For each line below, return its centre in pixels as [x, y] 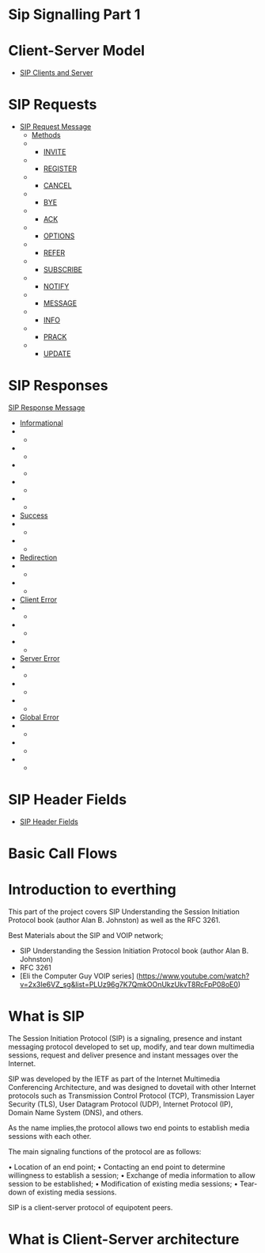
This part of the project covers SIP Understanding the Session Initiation [124, 912]
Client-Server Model [76, 51]
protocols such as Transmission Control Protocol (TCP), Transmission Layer [131, 1095]
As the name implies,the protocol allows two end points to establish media [129, 1128]
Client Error [38, 600]
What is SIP [46, 1017]
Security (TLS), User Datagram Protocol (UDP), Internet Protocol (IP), [121, 1104]
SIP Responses [58, 386]
